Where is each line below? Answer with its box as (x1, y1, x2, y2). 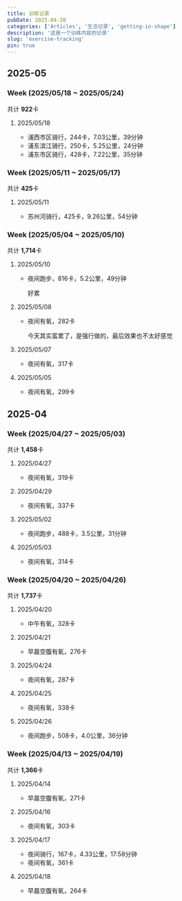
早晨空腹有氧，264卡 (27, 887, 88, 895)
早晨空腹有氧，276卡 (27, 647, 88, 656)
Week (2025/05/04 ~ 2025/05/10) (7, 230, 125, 239)
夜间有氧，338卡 (27, 704, 76, 712)
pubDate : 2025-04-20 (7, 17, 67, 23)
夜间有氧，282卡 (27, 317, 76, 325)
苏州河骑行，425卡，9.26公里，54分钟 (27, 212, 138, 221)
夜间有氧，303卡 (27, 822, 76, 830)
